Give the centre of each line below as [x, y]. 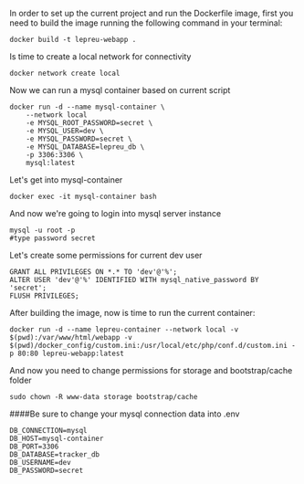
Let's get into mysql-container [66, 180]
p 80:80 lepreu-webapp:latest [67, 353]
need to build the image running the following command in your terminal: [146, 23]
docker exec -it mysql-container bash [83, 196]
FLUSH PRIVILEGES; [44, 296]
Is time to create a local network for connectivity [100, 57]
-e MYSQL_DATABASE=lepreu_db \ [85, 147]
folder [21, 380]
